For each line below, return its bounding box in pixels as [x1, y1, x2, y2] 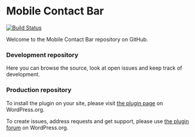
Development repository [6, 50, 79, 59]
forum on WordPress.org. [6, 124, 69, 131]
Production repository [6, 86, 72, 94]
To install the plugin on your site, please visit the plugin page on [6, 99, 163, 106]
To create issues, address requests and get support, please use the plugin [6, 117, 190, 124]
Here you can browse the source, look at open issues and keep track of [6, 64, 182, 72]
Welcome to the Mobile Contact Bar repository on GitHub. [6, 35, 148, 43]
